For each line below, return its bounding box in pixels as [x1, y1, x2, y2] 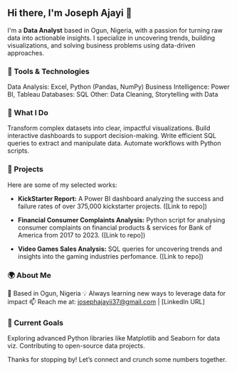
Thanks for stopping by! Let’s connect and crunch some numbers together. [7, 355, 227, 364]
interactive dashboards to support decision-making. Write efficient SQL [7, 131, 217, 140]
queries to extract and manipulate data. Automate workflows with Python [7, 139, 221, 148]
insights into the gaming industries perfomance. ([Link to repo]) [17, 252, 204, 260]
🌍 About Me [7, 270, 51, 280]
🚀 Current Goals [7, 318, 64, 328]
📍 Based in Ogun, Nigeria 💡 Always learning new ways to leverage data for [7, 289, 226, 297]
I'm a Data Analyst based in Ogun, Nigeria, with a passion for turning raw [7, 26, 223, 34]
